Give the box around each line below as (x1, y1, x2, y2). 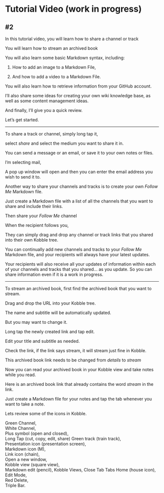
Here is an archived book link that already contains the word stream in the (5, 381, 154, 387)
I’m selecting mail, (5, 159, 41, 165)
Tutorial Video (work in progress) (5, 3, 142, 15)
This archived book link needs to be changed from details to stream (5, 357, 142, 363)
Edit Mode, (5, 472, 27, 478)
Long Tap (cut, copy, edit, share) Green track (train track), (5, 436, 121, 441)
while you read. (5, 372, 36, 378)
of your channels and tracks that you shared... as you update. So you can (5, 267, 152, 272)
